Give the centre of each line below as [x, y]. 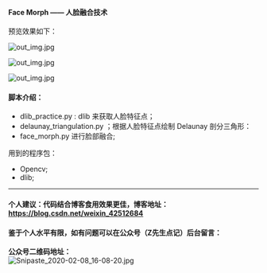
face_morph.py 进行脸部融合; [67, 136]
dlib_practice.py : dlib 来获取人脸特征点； [87, 116]
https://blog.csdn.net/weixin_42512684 [76, 213]
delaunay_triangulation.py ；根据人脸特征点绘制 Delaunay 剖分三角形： [135, 127]
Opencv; [34, 169]
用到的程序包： [33, 153]
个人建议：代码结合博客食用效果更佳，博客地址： [88, 204]
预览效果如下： [33, 31]
